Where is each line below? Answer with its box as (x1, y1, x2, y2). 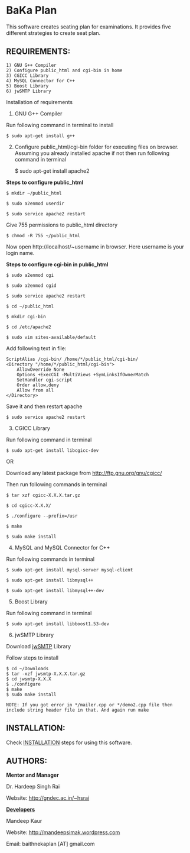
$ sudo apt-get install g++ (6, 133, 76, 139)
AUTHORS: (6, 755, 48, 766)
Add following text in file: (6, 344, 67, 352)
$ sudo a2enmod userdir (6, 201, 65, 206)
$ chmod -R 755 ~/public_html (6, 232, 81, 238)
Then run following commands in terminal (6, 480, 107, 488)
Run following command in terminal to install (6, 121, 114, 128)
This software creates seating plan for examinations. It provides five (6, 23, 171, 30)
